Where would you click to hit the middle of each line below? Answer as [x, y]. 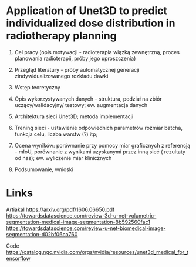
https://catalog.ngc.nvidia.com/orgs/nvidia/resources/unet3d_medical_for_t [97, 252]
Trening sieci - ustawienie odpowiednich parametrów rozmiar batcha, [99, 128]
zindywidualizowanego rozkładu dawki [61, 76]
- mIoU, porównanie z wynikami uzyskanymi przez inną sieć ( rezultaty [100, 152]
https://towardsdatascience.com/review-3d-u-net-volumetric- [81, 215]
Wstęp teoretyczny [37, 87]
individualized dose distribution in [91, 23]
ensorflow [18, 258]
